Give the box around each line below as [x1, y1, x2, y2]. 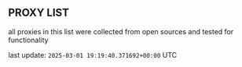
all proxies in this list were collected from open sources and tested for [8, 26, 234, 36]
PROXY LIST [8, 6, 69, 19]
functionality [8, 35, 49, 44]
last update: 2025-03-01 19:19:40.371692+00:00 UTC [8, 50, 178, 59]
